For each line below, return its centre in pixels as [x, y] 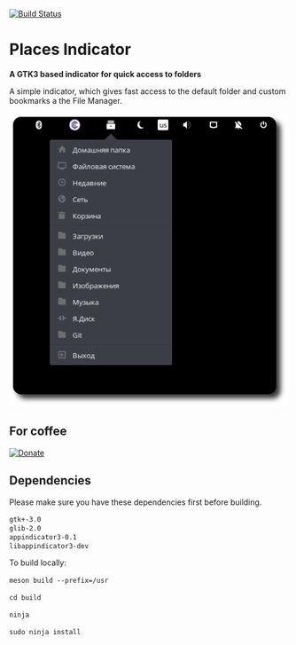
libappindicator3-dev [49, 546]
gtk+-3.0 [25, 519]
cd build [25, 598]
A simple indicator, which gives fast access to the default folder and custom [148, 91]
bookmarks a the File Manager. [66, 100]
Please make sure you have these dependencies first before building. [136, 502]
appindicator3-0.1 [43, 537]
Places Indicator [70, 50]
